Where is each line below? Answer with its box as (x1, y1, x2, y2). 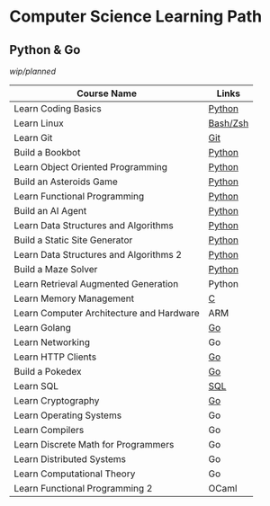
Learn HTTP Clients (13, 351, 97, 363)
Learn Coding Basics (13, 102, 102, 114)
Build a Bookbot (13, 146, 81, 158)
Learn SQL (13, 380, 59, 392)
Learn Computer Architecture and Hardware (13, 307, 200, 319)
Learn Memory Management (13, 292, 135, 305)
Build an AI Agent (13, 205, 87, 217)
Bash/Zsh (208, 117, 249, 129)
